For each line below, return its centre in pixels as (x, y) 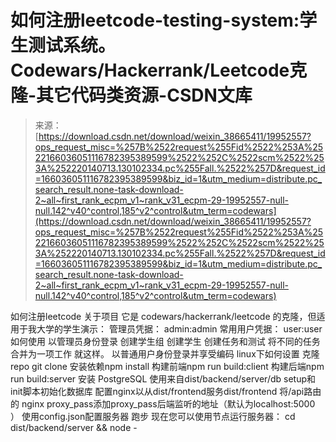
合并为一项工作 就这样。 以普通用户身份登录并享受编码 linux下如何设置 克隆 (165, 353)
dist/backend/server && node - (74, 427)
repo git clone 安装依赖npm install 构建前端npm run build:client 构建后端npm (167, 366)
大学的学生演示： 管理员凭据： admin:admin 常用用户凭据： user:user (179, 328)
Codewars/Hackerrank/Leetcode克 (159, 70)
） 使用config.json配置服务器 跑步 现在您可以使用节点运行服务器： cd (153, 416)
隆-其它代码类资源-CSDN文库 (131, 95)
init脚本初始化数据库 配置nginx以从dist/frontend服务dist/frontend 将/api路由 (166, 391)
